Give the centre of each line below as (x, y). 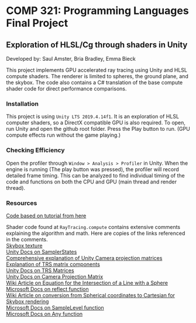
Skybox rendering (27, 301)
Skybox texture (24, 245)
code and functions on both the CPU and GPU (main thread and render (92, 182)
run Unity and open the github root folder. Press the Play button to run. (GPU (98, 129)
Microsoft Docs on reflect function (47, 289)
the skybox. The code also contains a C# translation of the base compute (94, 82)
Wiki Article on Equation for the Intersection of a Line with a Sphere (87, 283)
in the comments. (27, 239)
